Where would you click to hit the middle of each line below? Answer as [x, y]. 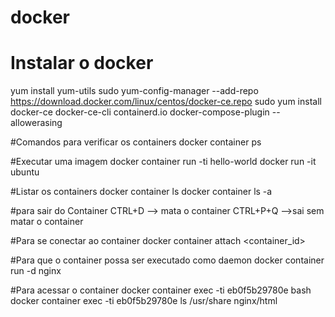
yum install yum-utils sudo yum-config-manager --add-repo [134, 91]
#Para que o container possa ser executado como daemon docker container [167, 260]
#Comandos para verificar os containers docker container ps [136, 142]
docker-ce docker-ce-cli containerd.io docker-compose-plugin [140, 112]
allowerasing [36, 123]
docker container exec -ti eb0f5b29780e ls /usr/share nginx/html [144, 301]
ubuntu [25, 172]
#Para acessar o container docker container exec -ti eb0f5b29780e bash [161, 290]
